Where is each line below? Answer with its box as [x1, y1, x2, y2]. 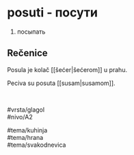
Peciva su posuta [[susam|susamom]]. [7, 79, 116, 87]
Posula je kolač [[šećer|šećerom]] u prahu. [7, 65, 128, 73]
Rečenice [7, 47, 48, 59]
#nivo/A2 [7, 112, 33, 121]
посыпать [16, 27, 46, 36]
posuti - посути [7, 5, 98, 21]
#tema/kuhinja [7, 126, 48, 134]
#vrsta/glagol [7, 105, 45, 114]
